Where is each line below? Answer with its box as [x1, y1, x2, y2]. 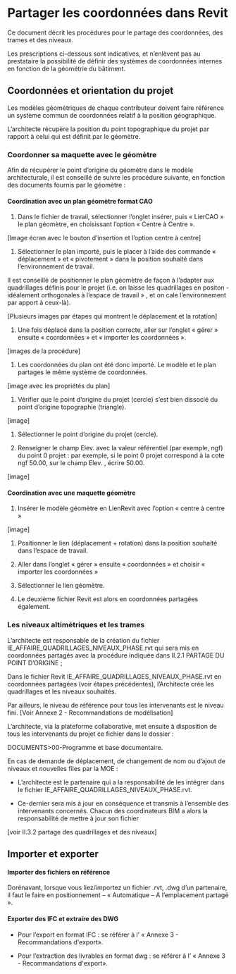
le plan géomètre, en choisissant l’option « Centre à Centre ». [17, 220, 195, 228]
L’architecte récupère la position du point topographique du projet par [7, 125, 210, 133]
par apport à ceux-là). [7, 298, 71, 307]
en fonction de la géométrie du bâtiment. [7, 64, 125, 73]
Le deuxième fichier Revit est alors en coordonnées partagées [17, 595, 199, 603]
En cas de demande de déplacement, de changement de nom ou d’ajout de [7, 756, 225, 765]
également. [17, 603, 51, 611]
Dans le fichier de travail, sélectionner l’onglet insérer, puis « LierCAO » [17, 213, 224, 221]
